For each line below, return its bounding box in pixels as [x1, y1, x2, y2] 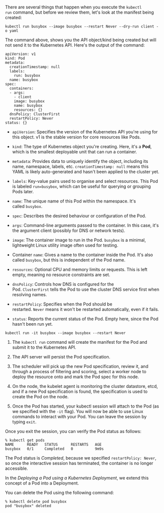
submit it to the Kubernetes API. [12, 344, 77, 350]
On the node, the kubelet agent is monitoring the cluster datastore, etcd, [12, 384, 158, 389]
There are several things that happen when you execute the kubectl [5, 4, 142, 10]
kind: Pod [5, 56, 25, 61]
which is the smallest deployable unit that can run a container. [12, 149, 137, 154]
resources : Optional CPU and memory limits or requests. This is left [12, 267, 148, 272]
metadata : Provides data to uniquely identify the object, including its [12, 158, 148, 164]
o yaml [5, 28, 19, 33]
